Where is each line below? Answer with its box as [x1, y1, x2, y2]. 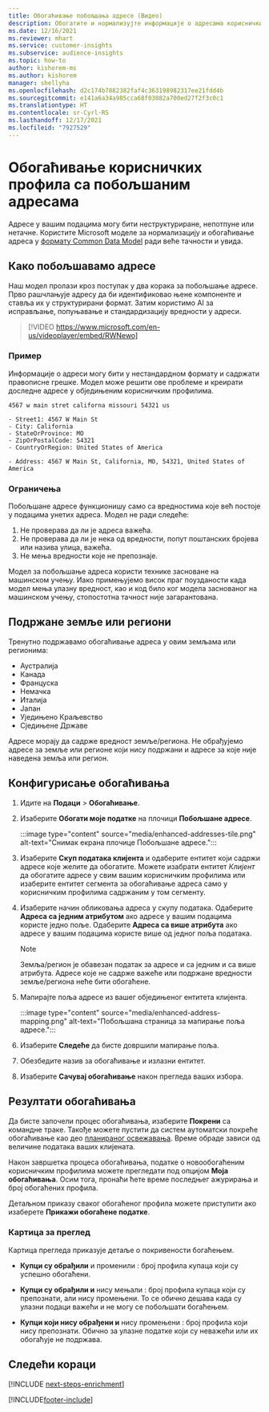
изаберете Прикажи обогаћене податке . [8, 1206, 151, 1217]
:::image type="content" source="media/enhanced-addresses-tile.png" [19, 829, 256, 839]
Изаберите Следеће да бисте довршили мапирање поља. [19, 1040, 219, 1050]
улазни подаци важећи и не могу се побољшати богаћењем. [19, 1302, 230, 1312]
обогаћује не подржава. [19, 1334, 102, 1344]
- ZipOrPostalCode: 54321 [8, 436, 94, 444]
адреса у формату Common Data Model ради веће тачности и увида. [8, 236, 243, 246]
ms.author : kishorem [8, 71, 78, 80]
